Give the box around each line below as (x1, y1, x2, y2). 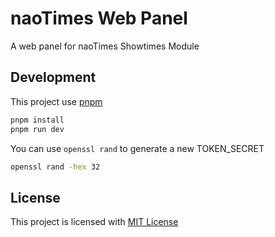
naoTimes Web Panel (10, 7, 188, 30)
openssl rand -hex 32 (10, 162, 101, 172)
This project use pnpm (10, 95, 103, 107)
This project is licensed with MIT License (10, 216, 179, 228)
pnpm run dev (10, 124, 65, 134)
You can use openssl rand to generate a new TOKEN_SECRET (10, 142, 265, 154)
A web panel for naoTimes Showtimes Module (10, 40, 200, 52)
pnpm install (10, 115, 65, 125)
